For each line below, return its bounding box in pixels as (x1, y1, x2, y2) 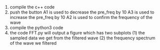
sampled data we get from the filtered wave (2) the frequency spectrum (9, 35, 156, 41)
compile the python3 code (9, 25, 64, 31)
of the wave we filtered (9, 40, 57, 46)
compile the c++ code (9, 4, 55, 10)
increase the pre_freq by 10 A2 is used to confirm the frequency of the (9, 15, 153, 20)
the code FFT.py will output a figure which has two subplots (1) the (9, 30, 145, 35)
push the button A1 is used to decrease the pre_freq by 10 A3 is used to (9, 9, 155, 15)
